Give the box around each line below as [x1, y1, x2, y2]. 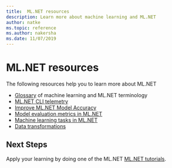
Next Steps [6, 140, 48, 150]
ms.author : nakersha [6, 30, 57, 36]
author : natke [6, 19, 41, 25]
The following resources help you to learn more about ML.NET [6, 80, 157, 87]
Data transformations [14, 122, 66, 129]
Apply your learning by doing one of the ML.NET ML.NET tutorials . [6, 155, 166, 162]
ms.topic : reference [6, 25, 57, 31]
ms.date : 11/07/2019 [6, 36, 57, 42]
